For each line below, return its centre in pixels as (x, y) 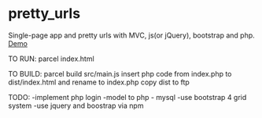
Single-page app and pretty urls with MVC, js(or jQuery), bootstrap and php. (132, 35)
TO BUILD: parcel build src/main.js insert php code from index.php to (120, 73)
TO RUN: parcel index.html (51, 59)
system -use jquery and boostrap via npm (76, 105)
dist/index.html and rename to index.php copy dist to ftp (99, 82)
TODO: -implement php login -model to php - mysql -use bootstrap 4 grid (127, 97)
